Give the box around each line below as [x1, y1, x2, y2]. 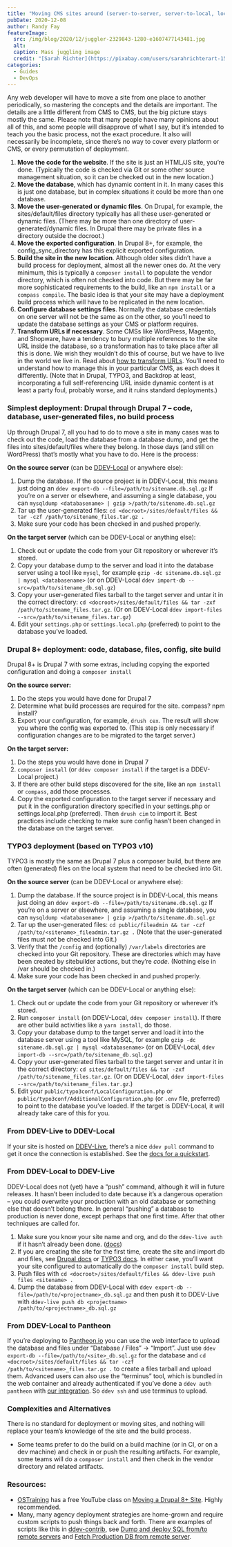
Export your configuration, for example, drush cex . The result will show [17, 716, 219, 724]
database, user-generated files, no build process [7, 412, 175, 422]
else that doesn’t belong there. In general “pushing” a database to [7, 1205, 195, 1213]
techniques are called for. [7, 1219, 79, 1227]
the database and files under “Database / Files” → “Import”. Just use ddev [7, 1344, 216, 1353]
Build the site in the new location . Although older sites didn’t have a [17, 254, 212, 262]
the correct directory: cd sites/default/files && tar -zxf [17, 1065, 185, 1073]
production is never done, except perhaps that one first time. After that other [7, 1211, 225, 1220]
